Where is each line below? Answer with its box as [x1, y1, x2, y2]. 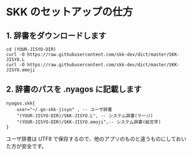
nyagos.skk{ [6, 100, 35, 106]
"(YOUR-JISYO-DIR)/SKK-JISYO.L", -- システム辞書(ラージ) [16, 113, 153, 119]
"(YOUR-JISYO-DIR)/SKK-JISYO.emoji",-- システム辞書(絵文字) [16, 119, 161, 125]
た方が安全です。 [6, 142, 47, 150]
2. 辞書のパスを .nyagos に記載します [6, 85, 142, 95]
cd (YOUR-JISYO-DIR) [6, 46, 57, 52]
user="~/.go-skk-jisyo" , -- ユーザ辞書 [16, 106, 113, 112]
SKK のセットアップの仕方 [6, 5, 133, 19]
